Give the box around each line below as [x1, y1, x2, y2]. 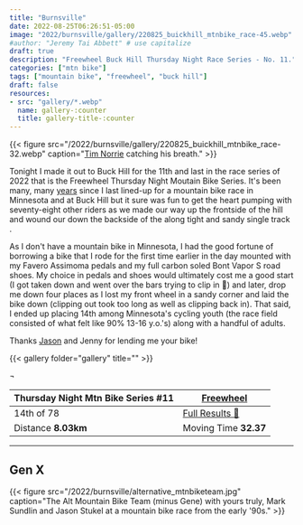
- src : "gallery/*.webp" [9, 97, 103, 107]
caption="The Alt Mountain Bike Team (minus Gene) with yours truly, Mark [9, 495, 286, 506]
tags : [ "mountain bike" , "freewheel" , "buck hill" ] [9, 72, 207, 81]
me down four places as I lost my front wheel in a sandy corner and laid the [9, 289, 289, 300]
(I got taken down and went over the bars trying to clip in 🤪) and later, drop [9, 279, 287, 290]
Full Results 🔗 [182, 408, 240, 420]
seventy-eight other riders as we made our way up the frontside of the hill [9, 204, 284, 215]
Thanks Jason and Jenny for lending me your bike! [9, 335, 198, 346]
